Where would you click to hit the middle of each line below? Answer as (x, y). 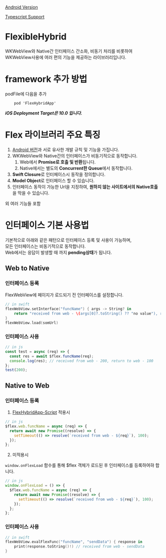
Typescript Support (25, 17)
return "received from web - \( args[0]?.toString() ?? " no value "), (86, 314)
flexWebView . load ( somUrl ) (32, 323)
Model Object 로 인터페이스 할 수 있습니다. (53, 180)
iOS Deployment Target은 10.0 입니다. (44, 113)
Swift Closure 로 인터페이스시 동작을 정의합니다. (59, 174)
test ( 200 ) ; (16, 370)
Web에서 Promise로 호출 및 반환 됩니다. (58, 162)
